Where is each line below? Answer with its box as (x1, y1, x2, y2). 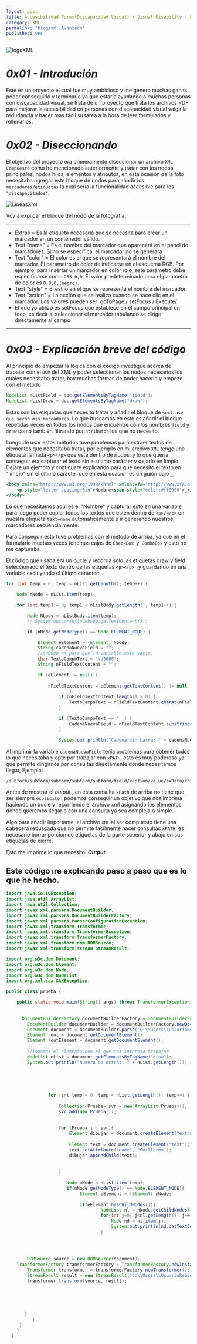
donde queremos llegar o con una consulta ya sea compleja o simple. (6, 807, 174, 814)
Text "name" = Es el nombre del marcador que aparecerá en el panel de (14, 242, 189, 248)
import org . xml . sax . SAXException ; (6, 978, 91, 984)
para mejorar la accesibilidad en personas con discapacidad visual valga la (6, 105, 188, 112)
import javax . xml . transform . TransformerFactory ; (6, 934, 127, 941)
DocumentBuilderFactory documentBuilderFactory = (21, 1016, 145, 1021)
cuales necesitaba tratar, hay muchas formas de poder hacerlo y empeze (6, 374, 183, 381)
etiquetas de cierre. (6, 837, 53, 845)
